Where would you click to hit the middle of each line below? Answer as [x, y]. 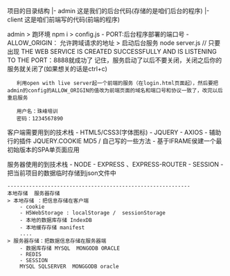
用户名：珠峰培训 [37, 111]
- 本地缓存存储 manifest [52, 228]
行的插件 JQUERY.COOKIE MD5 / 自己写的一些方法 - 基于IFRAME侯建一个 [112, 141]
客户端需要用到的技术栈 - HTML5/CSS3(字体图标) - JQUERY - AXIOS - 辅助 [114, 132]
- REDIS [30, 255]
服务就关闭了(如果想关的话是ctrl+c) [57, 69]
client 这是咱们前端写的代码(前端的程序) [63, 19]
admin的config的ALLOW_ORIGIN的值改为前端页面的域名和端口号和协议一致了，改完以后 [115, 91]
